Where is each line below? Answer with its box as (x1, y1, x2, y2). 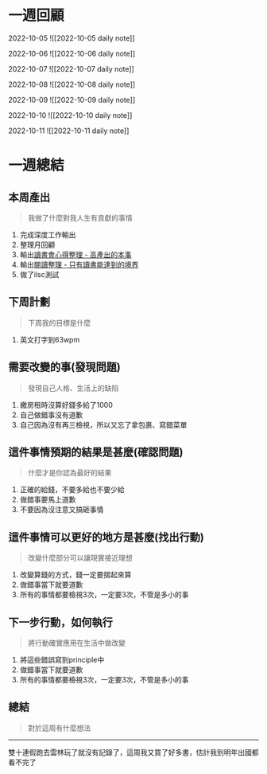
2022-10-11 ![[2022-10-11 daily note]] (8, 126, 130, 135)
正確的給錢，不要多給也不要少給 (19, 485, 125, 494)
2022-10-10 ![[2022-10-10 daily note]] (8, 110, 133, 119)
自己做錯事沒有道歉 (19, 410, 83, 420)
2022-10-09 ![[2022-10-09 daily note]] (8, 95, 136, 104)
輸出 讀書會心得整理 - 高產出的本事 (19, 249, 133, 259)
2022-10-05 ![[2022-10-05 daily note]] (8, 33, 135, 43)
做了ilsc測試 (19, 269, 60, 279)
